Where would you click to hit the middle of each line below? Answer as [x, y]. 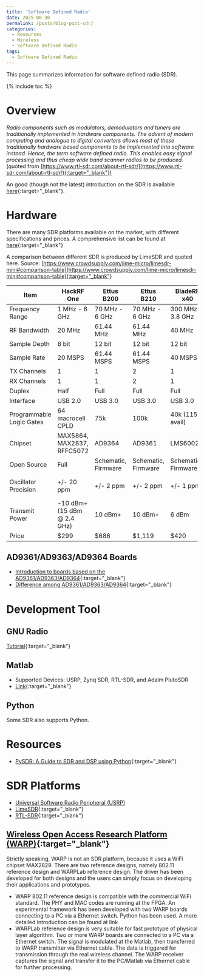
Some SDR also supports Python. [48, 720]
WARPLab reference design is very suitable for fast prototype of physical [106, 928]
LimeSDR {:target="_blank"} [49, 809]
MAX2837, [73, 443]
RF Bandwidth [29, 330]
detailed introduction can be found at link [66, 922]
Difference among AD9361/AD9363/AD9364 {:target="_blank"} [93, 585]
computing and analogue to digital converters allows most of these [90, 140]
